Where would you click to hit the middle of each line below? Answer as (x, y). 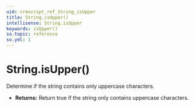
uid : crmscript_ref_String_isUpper (51, 12)
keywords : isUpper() (32, 29)
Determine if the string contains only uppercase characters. (81, 86)
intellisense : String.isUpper (44, 23)
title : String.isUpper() (37, 17)
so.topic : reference (32, 34)
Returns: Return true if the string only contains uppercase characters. (102, 97)
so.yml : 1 (19, 40)
